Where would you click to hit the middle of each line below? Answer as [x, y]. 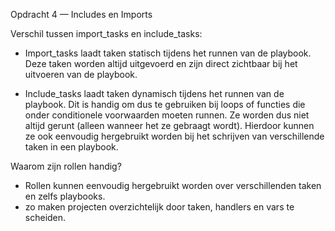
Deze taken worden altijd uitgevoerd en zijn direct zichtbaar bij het [161, 63]
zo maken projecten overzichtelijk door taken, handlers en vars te [159, 207]
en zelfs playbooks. [65, 196]
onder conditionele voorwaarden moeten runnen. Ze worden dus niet [167, 115]
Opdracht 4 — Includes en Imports [81, 14]
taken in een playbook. [71, 147]
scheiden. [45, 217]
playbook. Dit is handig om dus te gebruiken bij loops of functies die [165, 104]
